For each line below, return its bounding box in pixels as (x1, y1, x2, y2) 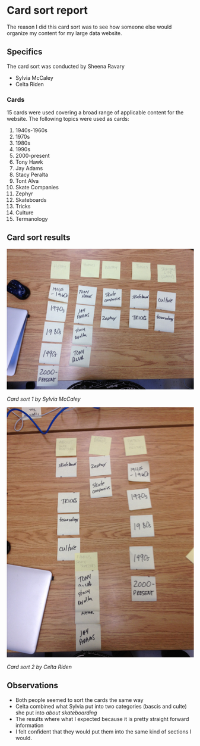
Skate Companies (15, 184, 59, 191)
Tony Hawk (15, 158, 43, 166)
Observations (7, 681, 59, 691)
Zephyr (15, 190, 33, 197)
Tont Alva (15, 177, 39, 185)
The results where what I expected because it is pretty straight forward (15, 715, 189, 722)
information (15, 722, 44, 729)
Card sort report (7, 4, 88, 17)
